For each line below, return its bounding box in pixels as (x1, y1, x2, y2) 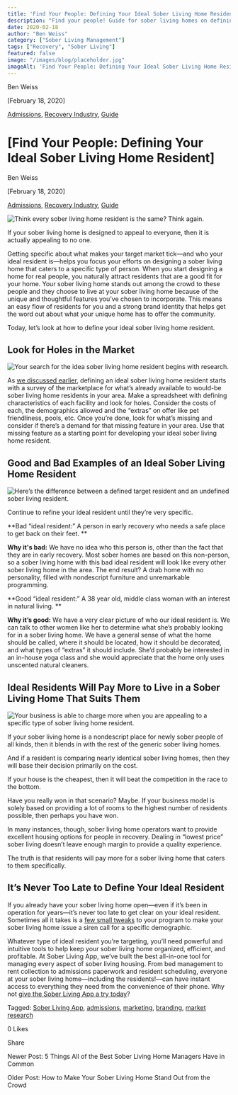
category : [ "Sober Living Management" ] (7, 37, 125, 44)
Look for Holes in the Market (7, 344, 135, 356)
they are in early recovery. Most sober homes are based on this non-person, (7, 550, 230, 560)
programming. (7, 581, 49, 589)
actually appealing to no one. (7, 235, 92, 244)
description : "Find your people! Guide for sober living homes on (7, 17, 208, 24)
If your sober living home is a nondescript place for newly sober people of (7, 732, 224, 741)
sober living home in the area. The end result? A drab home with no (7, 566, 204, 574)
